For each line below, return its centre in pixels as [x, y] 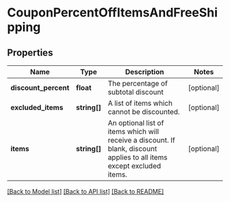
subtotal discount [136, 92]
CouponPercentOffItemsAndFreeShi [112, 13]
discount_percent [40, 88]
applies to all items [138, 157]
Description [145, 72]
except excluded [135, 166]
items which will [133, 132]
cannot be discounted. [144, 112]
